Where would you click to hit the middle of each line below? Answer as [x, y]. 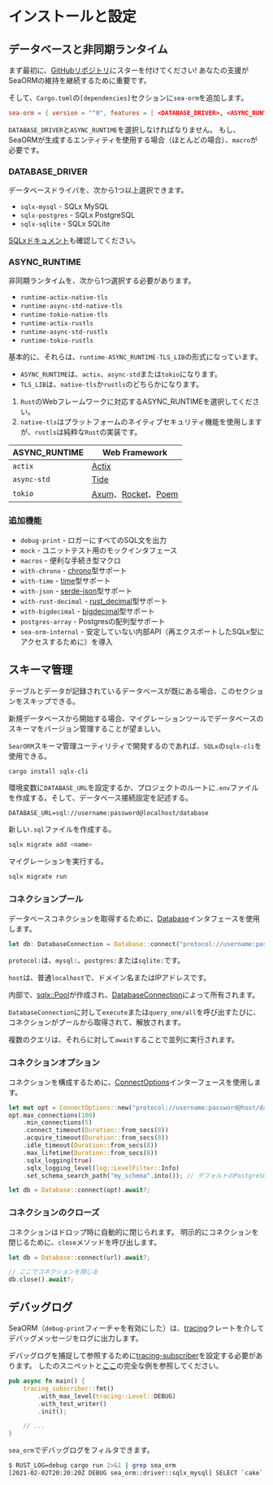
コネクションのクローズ [54, 1213]
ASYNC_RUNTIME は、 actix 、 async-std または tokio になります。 [121, 374]
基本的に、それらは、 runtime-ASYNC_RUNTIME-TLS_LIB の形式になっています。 [135, 357]
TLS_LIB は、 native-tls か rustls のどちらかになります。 [112, 384]
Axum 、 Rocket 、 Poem [135, 494]
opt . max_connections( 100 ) [52, 1115]
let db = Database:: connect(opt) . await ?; [80, 1190]
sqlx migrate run [38, 877]
